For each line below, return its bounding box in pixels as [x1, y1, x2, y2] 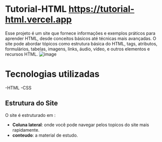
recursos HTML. [5, 51, 38, 57]
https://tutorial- [68, 3, 135, 15]
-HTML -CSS [5, 85, 32, 91]
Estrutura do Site [5, 99, 58, 107]
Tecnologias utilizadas [5, 69, 100, 80]
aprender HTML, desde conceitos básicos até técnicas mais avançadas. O [5, 35, 157, 41]
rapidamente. [12, 127, 40, 133]
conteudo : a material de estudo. [12, 132, 78, 138]
